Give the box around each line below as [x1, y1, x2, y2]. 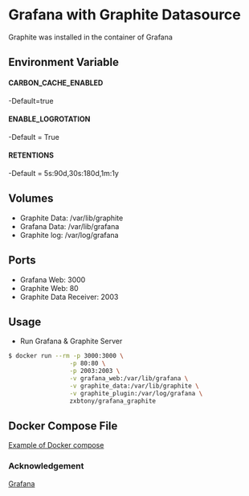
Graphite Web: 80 [19, 283, 79, 293]
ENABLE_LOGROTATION [8, 114, 91, 124]
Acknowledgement [8, 461, 84, 472]
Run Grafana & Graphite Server [19, 336, 123, 346]
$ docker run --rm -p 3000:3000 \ [8, 352, 124, 360]
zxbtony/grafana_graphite [69, 396, 157, 405]
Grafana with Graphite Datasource [8, 6, 241, 24]
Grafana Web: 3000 [19, 275, 86, 285]
